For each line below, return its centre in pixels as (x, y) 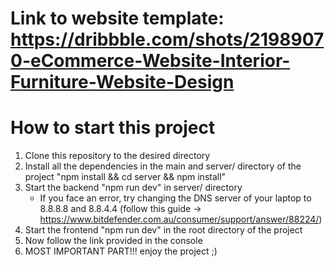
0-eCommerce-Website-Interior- (150, 61)
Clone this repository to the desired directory (117, 156)
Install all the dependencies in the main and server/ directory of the (163, 166)
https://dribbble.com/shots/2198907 (167, 39)
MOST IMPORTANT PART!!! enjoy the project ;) (121, 251)
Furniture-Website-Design (122, 82)
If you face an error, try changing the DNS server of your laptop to (175, 198)
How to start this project (113, 128)
